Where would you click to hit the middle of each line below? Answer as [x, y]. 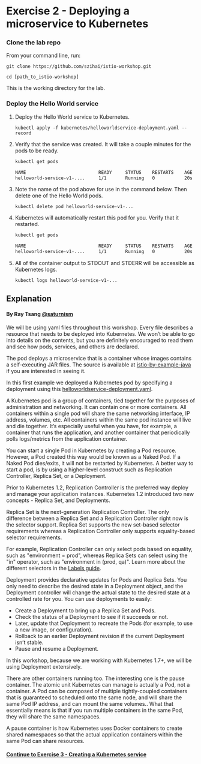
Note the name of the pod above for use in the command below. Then [101, 190]
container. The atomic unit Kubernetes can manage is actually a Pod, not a [98, 684]
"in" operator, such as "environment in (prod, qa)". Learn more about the [96, 561]
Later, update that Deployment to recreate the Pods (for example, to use [104, 623]
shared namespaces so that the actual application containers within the [94, 734]
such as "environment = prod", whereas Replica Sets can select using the [97, 555]
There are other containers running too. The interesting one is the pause [95, 678]
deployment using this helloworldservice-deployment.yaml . [79, 389]
